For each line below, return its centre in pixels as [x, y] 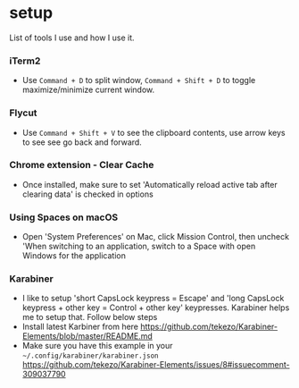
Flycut [23, 113]
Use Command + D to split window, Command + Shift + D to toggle [139, 80]
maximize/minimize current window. [88, 90]
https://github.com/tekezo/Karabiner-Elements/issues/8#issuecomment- [156, 365]
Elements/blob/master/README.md [87, 336]
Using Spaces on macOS [64, 217]
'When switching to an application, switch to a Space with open [139, 246]
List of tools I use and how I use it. [72, 38]
